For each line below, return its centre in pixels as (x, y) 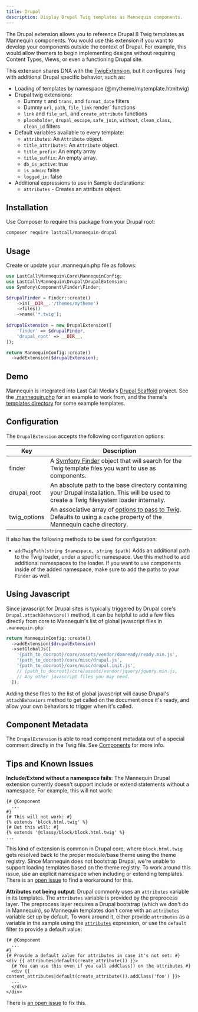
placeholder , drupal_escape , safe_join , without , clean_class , (98, 120)
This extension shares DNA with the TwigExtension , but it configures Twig (96, 70)
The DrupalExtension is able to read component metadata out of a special (95, 739)
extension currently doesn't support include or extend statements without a (98, 784)
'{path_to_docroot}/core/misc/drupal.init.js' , (76, 666)
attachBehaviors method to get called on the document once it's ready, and (98, 700)
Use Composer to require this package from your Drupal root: (81, 222)
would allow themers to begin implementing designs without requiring (91, 53)
